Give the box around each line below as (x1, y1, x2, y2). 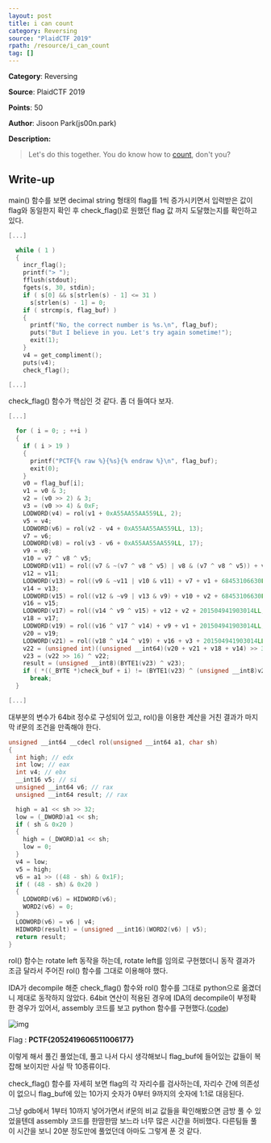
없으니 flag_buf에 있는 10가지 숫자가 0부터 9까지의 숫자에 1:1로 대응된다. (16, 1089, 244, 1099)
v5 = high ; (15, 865, 52, 874)
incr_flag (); (23, 261, 67, 269)
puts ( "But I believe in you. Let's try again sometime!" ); (29, 328, 232, 337)
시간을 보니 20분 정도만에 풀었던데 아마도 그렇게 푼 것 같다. (16, 1126, 202, 1136)
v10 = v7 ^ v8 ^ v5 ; (23, 554, 92, 563)
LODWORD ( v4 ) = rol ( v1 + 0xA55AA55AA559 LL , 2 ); (23, 509, 182, 517)
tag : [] (8, 49, 35, 57)
